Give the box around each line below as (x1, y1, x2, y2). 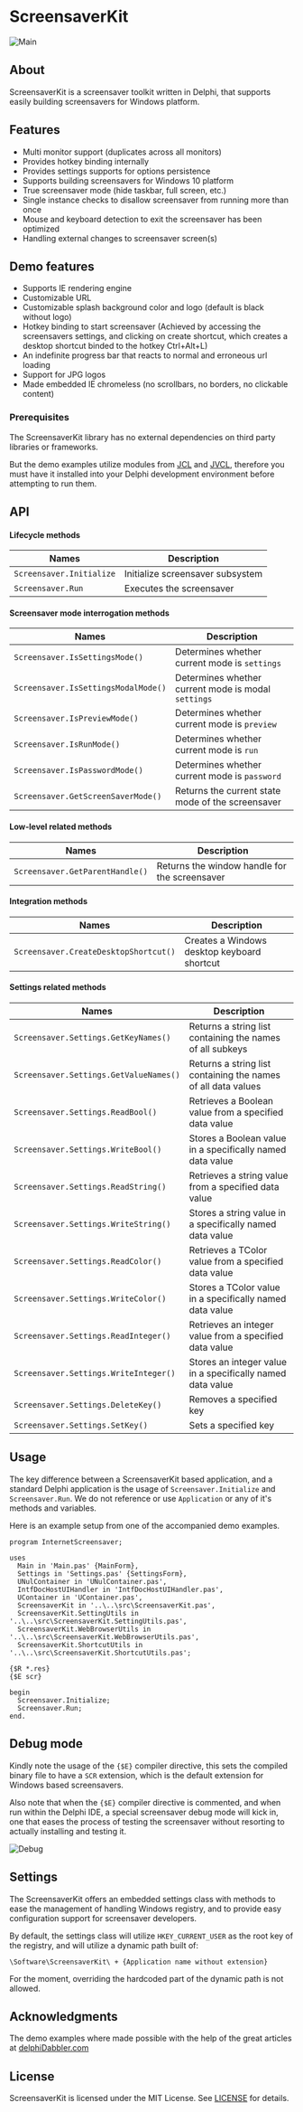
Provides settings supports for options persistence (22, 165, 211, 176)
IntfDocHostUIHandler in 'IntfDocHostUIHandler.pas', (17, 1585, 224, 1594)
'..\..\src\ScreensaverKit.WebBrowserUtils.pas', (9, 1632, 200, 1642)
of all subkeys (188, 1042, 248, 1055)
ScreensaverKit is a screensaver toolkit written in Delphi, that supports (9, 86, 271, 97)
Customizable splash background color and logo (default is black (22, 302, 264, 313)
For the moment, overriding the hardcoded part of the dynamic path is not (9, 1973, 284, 1984)
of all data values (188, 1080, 262, 1093)
